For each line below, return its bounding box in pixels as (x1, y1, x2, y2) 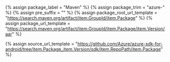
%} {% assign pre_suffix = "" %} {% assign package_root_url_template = (5, 10, 158, 16)
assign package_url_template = (5, 20, 71, 26)
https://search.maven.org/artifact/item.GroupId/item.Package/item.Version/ (7, 26, 165, 32)
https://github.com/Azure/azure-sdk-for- (77, 41, 163, 47)
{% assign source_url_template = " (5, 41, 78, 47)
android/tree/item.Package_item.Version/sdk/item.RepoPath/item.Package (5, 46, 161, 52)
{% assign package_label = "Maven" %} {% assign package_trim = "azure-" (5, 5, 165, 10)
